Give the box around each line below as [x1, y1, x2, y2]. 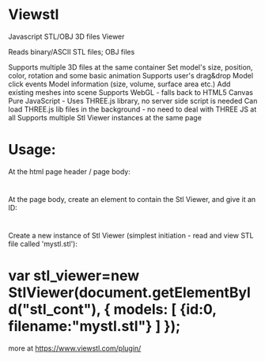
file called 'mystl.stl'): [8, 239, 78, 249]
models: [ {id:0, [113, 301, 217, 318]
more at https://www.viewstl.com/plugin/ [8, 344, 142, 353]
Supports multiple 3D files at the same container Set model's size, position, [8, 62, 253, 72]
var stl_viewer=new [8, 267, 140, 285]
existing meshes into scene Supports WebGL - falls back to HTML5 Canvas [8, 87, 253, 97]
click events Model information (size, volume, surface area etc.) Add [8, 79, 231, 89]
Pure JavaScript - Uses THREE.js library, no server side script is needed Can [8, 96, 258, 105]
